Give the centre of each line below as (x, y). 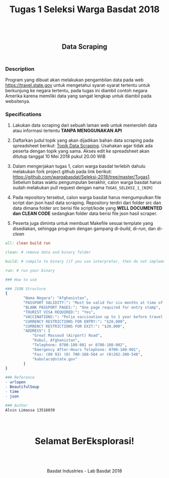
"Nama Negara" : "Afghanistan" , (56, 298)
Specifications (23, 114)
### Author (17, 405)
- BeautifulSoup (22, 387)
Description (20, 69)
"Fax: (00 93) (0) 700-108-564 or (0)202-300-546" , (87, 354)
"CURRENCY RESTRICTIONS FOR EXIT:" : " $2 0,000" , (74, 326)
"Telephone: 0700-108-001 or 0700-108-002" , (79, 345)
